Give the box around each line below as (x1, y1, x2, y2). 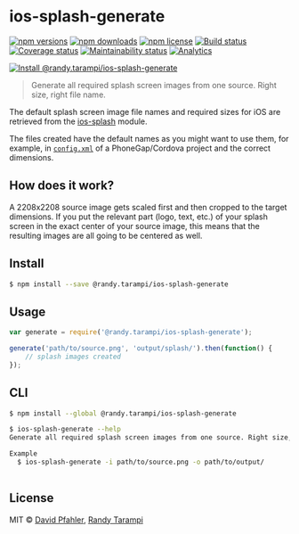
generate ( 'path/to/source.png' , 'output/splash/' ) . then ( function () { (9, 344, 273, 353)
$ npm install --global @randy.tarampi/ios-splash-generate (9, 408, 238, 418)
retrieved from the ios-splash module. (9, 116, 149, 127)
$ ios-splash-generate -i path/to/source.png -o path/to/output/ (17, 457, 265, 467)
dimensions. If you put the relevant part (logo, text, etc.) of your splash (9, 211, 269, 222)
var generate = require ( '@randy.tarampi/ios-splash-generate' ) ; (9, 328, 253, 337)
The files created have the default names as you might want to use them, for (9, 133, 289, 144)
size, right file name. (30, 89, 107, 100)
